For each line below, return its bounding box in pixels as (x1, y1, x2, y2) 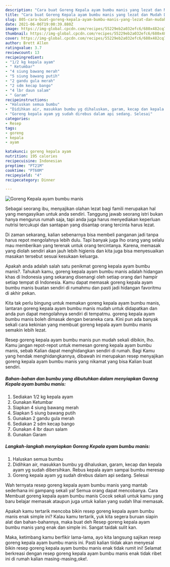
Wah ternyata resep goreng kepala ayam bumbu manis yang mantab (5, 482, 148, 488)
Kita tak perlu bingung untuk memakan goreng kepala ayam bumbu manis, (5, 300, 160, 306)
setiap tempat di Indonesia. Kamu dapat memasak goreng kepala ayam (5, 279, 153, 285)
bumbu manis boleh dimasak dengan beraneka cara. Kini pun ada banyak (5, 316, 158, 322)
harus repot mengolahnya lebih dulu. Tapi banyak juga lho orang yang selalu (5, 237, 164, 243)
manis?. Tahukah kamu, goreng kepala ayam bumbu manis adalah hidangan (5, 268, 163, 275)
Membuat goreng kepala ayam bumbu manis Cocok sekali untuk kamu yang (5, 493, 163, 499)
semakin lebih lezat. (5, 327, 47, 333)
